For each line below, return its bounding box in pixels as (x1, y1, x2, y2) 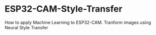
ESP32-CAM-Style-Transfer (4, 3, 122, 15)
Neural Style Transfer (4, 24, 48, 30)
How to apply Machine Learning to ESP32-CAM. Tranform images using (4, 19, 152, 25)
